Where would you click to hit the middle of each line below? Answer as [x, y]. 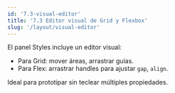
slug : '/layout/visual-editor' [54, 27]
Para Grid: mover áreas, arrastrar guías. [75, 61]
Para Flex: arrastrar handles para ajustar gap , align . [93, 69]
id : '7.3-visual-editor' [44, 14]
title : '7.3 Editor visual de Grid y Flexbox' [78, 21]
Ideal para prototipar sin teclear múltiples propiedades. [88, 82]
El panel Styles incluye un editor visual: [65, 48]
